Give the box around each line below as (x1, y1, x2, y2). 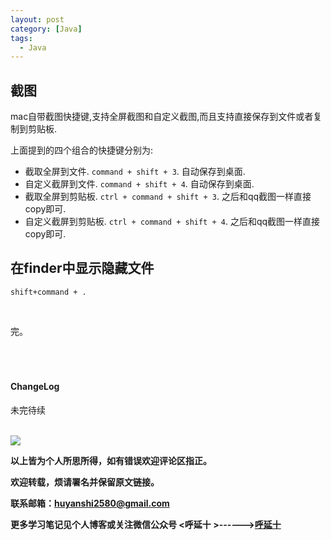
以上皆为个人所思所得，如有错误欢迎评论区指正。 (10, 455, 212, 467)
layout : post (10, 14, 65, 25)
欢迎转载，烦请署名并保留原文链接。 (10, 476, 160, 488)
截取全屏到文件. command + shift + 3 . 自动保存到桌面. (24, 166, 246, 178)
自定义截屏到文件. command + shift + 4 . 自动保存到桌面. (24, 178, 255, 190)
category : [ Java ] (10, 24, 83, 34)
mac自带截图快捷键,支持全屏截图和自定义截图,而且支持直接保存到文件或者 (10, 111, 314, 123)
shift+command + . (10, 287, 87, 297)
